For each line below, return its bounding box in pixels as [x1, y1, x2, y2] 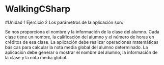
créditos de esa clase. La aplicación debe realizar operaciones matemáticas [5, 39, 159, 45]
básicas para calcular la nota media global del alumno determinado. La [5, 44, 148, 50]
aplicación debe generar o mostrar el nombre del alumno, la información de [5, 49, 158, 55]
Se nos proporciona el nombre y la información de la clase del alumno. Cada [5, 29, 160, 34]
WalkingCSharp [5, 3, 71, 15]
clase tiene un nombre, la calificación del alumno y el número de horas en [5, 34, 155, 40]
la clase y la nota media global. [5, 54, 68, 60]
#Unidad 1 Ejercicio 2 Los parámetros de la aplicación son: [5, 19, 124, 25]
